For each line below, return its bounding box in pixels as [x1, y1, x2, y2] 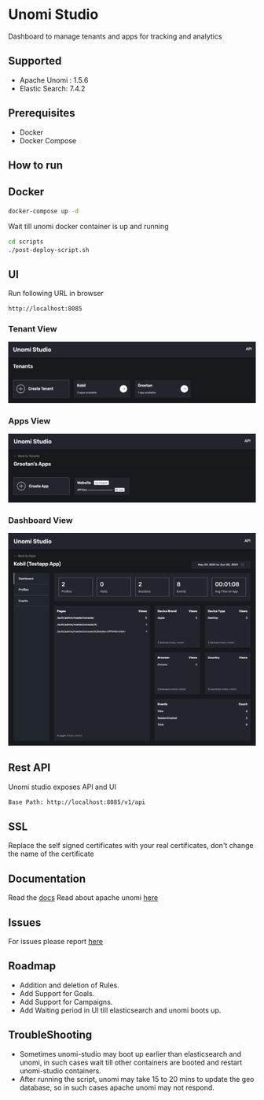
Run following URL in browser [8, 289, 104, 298]
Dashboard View [8, 514, 73, 525]
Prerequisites [8, 106, 75, 120]
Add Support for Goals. [19, 988, 95, 998]
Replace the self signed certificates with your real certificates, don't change [8, 841, 254, 850]
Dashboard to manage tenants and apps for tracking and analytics [8, 31, 222, 41]
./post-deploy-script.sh [8, 246, 90, 254]
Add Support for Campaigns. [19, 997, 113, 1006]
